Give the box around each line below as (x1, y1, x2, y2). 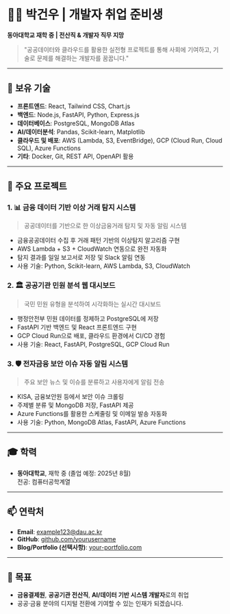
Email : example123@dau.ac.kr (16, 528, 103, 536)
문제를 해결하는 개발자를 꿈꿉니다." (36, 53, 129, 62)
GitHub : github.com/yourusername (16, 535, 116, 543)
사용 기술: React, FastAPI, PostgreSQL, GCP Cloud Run (16, 340, 170, 348)
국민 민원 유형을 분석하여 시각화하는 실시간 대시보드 (23, 299, 162, 308)
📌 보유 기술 (7, 82, 51, 94)
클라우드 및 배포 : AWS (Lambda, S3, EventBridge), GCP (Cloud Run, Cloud (16, 136, 222, 145)
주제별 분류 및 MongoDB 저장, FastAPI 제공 (16, 401, 134, 409)
